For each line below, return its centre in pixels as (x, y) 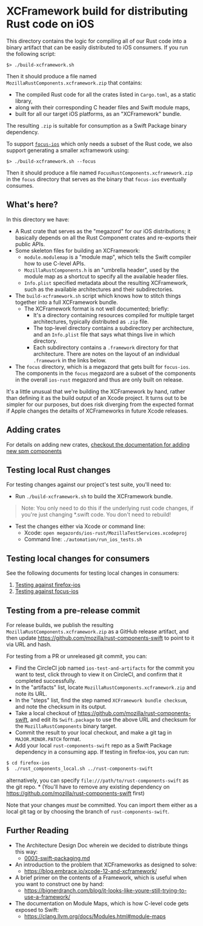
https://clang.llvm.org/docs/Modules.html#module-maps (95, 916)
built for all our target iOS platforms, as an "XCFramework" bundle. (98, 114)
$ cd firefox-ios (28, 763)
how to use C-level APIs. (55, 263)
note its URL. (31, 694)
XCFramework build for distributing (97, 11)
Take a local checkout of (46, 713)
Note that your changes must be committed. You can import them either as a (102, 805)
